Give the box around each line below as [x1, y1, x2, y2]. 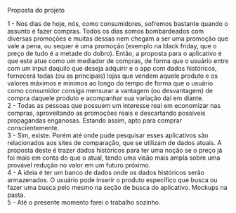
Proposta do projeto [7, 6, 65, 14]
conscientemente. [7, 124, 60, 132]
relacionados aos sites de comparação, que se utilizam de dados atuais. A [7, 139, 223, 146]
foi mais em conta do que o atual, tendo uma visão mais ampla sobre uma [7, 153, 221, 162]
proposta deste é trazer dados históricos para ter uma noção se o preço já [7, 146, 223, 154]
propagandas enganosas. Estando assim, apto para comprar [7, 116, 183, 125]
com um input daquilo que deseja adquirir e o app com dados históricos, [7, 64, 217, 72]
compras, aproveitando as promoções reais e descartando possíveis [7, 109, 206, 117]
